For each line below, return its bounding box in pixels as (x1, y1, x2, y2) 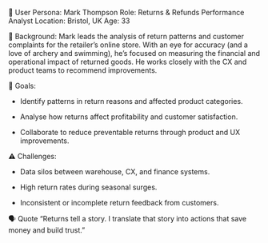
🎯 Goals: (8, 81, 36, 90)
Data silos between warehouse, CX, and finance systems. (19, 167, 210, 176)
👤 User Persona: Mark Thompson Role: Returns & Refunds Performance (8, 8, 245, 17)
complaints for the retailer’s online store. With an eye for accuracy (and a (8, 40, 248, 50)
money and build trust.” (8, 225, 86, 235)
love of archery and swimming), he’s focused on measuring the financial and (8, 49, 261, 58)
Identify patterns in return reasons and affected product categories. (19, 97, 243, 106)
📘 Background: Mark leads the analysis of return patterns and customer (8, 32, 245, 41)
